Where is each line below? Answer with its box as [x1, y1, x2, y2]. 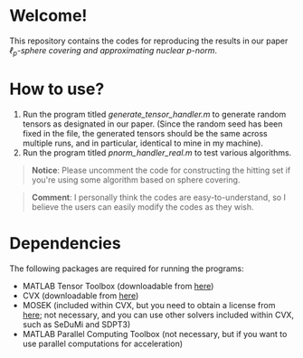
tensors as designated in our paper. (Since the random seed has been [22, 118, 283, 129]
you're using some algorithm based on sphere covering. [31, 174, 241, 185]
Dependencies [9, 232, 121, 253]
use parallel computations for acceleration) [22, 338, 184, 349]
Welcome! [9, 5, 88, 26]
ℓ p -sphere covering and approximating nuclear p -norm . [9, 44, 217, 58]
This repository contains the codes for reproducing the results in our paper [9, 35, 289, 46]
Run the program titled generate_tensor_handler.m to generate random [22, 108, 287, 119]
